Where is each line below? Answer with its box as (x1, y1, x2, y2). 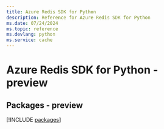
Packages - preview (6, 100, 83, 110)
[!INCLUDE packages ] (6, 116, 61, 123)
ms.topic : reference (6, 25, 59, 32)
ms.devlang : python (6, 31, 56, 38)
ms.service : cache (6, 37, 53, 43)
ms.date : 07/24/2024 (6, 20, 59, 26)
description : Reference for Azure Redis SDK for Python (6, 15, 151, 21)
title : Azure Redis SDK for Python (6, 8, 97, 15)
